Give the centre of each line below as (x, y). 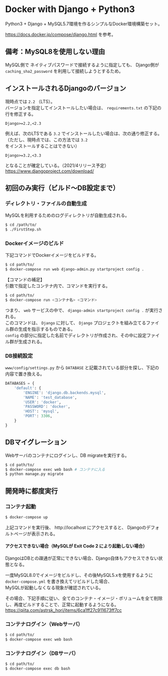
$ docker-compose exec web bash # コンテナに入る (55, 469)
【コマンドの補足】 (25, 280)
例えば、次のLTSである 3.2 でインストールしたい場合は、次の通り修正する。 (84, 133)
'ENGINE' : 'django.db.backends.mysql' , (65, 393)
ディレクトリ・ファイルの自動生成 (46, 203)
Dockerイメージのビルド (34, 243)
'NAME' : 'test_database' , (50, 397)
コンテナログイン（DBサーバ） (42, 653)
